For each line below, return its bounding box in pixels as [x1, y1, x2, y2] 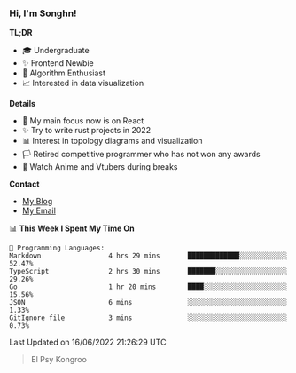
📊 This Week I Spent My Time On [9, 223, 135, 234]
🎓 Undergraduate [21, 45, 90, 56]
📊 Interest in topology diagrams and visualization [21, 136, 203, 147]
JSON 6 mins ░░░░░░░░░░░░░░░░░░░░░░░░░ [9, 298, 288, 307]
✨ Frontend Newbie [21, 58, 95, 68]
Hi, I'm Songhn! [9, 7, 77, 20]
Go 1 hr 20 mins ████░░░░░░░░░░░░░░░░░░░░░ [9, 282, 288, 291]
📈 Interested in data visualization [21, 78, 144, 89]
